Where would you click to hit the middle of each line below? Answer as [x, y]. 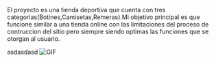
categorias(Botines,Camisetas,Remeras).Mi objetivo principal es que [104, 17]
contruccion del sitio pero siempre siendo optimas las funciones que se [108, 31]
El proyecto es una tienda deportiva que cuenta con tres [86, 10]
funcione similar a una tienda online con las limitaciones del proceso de [108, 24]
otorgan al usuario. [34, 39]
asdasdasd [23, 52]
